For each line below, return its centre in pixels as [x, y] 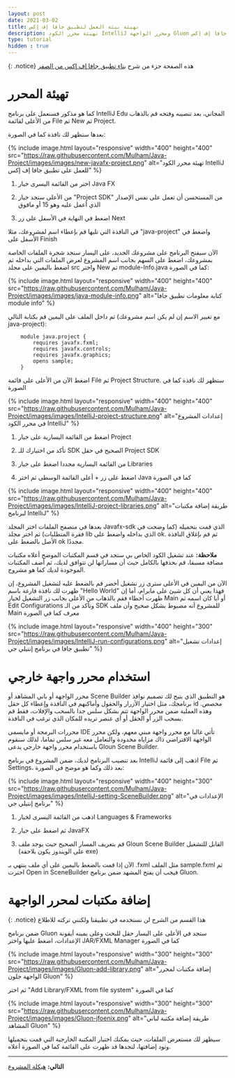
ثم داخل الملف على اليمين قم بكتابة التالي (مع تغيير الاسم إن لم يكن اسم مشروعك [114, 316]
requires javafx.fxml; [66, 342]
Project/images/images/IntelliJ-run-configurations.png [86, 641]
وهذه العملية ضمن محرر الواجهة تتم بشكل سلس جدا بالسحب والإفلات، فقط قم [110, 711]
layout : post [27, 14]
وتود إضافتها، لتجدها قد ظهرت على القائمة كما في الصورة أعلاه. [90, 1046]
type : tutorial [30, 40]
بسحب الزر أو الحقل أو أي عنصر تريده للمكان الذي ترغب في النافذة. [96, 718]
